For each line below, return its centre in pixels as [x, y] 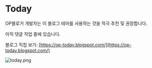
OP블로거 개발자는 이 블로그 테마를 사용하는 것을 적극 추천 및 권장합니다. [76, 23]
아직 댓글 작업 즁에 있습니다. [33, 34]
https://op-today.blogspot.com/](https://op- [86, 45]
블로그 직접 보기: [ [23, 45]
